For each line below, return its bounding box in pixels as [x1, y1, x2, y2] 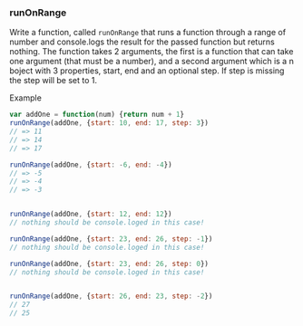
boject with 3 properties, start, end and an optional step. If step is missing [9, 65, 285, 76]
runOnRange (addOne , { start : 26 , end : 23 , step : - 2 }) [9, 292, 213, 301]
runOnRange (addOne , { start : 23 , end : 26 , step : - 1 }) [9, 234, 213, 244]
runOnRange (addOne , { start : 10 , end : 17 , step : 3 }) [9, 119, 210, 128]
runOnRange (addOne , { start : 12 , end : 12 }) [9, 210, 172, 219]
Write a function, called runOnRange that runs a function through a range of [9, 27, 287, 38]
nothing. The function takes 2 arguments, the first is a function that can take [9, 46, 294, 57]
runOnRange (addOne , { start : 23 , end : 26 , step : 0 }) [9, 259, 210, 268]
